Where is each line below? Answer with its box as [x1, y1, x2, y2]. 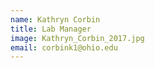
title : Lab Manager [10, 24, 92, 34]
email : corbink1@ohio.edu [10, 42, 118, 53]
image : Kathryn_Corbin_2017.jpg [10, 33, 145, 43]
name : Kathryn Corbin [10, 14, 101, 25]
